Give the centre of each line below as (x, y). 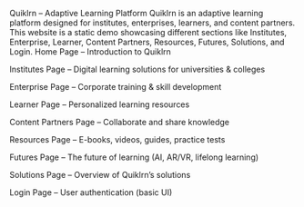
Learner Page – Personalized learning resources (100, 104)
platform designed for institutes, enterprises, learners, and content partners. (152, 23)
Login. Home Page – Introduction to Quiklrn (90, 52)
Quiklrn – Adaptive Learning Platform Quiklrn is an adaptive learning (137, 13)
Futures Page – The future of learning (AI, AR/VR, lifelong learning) (134, 157)
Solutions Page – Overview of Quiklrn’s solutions (100, 175)
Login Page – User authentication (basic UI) (91, 192)
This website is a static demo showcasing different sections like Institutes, (148, 32)
